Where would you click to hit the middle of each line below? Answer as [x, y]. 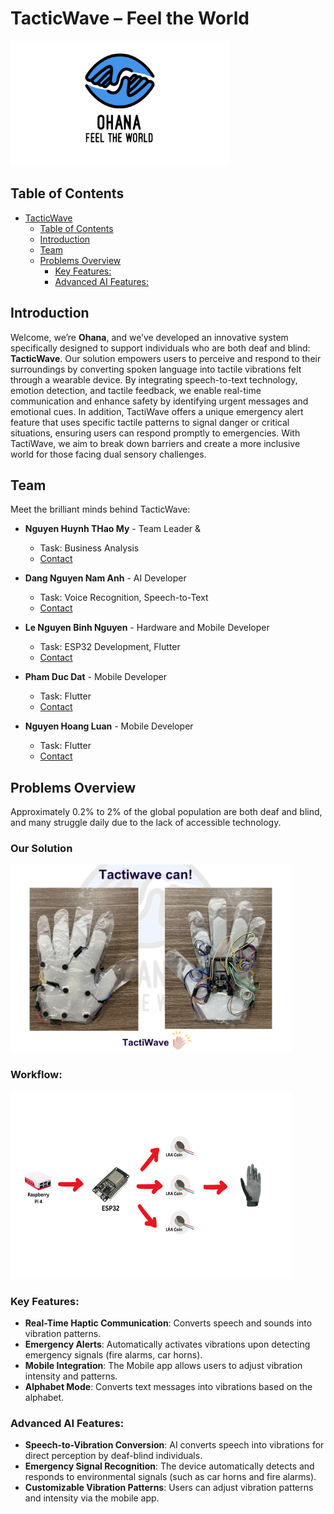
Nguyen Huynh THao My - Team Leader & [113, 529]
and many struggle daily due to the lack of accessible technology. [146, 823]
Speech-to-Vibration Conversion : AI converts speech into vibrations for [174, 1445]
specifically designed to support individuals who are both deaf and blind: [160, 348]
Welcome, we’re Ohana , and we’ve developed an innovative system [149, 337]
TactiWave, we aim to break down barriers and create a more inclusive [155, 443]
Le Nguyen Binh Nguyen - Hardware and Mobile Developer [147, 628]
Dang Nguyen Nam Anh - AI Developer [105, 578]
